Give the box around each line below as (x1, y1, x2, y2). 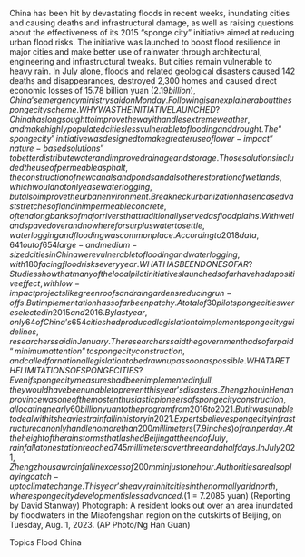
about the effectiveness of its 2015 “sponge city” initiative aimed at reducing (9, 27, 295, 37)
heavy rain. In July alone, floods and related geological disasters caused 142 (9, 65, 296, 76)
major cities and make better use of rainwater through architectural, (9, 46, 262, 57)
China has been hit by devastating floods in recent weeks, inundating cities (9, 8, 290, 18)
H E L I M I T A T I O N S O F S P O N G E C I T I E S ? (9, 365, 143, 375)
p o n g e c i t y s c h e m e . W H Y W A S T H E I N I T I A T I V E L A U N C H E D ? (9, 104, 221, 114)
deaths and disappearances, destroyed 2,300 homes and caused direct (9, 75, 277, 85)
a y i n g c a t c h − (9, 472, 59, 482)
